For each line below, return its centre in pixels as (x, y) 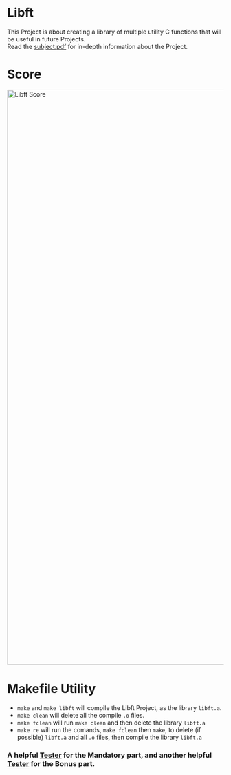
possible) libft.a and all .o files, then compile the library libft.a (110, 737)
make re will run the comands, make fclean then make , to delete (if (109, 729)
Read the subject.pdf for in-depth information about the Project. (97, 46)
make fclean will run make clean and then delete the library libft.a (111, 723)
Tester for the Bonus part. (51, 763)
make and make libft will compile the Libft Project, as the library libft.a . (119, 707)
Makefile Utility (52, 689)
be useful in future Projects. (46, 39)
